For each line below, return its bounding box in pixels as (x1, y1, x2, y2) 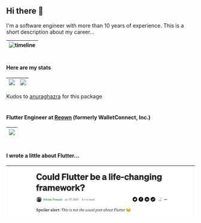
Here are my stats (6, 64, 51, 71)
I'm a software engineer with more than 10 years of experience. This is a (6, 22, 184, 29)
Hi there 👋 (6, 6, 44, 16)
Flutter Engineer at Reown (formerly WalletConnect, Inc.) (6, 113, 151, 120)
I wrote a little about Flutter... (6, 152, 80, 159)
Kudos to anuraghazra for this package (6, 92, 103, 100)
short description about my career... (6, 28, 95, 35)
